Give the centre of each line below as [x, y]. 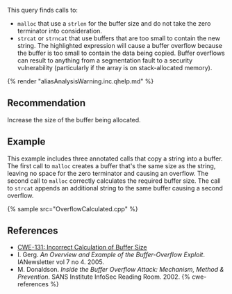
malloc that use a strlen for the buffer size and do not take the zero [114, 23]
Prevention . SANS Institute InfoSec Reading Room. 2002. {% [104, 277]
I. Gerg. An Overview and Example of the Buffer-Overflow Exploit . [111, 255]
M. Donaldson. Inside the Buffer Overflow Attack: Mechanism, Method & [121, 270]
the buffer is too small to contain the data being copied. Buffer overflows [121, 53]
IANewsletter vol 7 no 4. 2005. [60, 262]
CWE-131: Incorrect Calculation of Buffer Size [82, 247]
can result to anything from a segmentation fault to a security [105, 60]
